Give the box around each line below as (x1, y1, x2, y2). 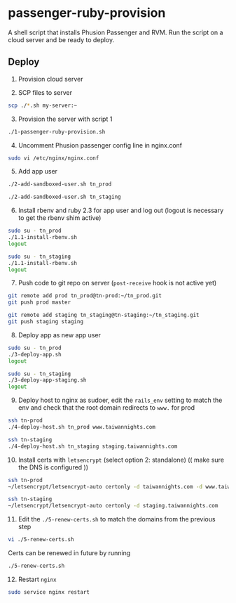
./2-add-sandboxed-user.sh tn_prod (8, 181, 112, 188)
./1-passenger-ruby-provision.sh (8, 128, 106, 135)
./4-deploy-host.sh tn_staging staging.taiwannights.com (8, 443, 178, 450)
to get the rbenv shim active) (18, 214, 102, 222)
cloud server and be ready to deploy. (8, 35, 115, 44)
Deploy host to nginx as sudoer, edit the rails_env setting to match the (18, 396, 223, 405)
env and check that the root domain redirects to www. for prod (18, 403, 195, 412)
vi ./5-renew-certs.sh (8, 536, 74, 543)
